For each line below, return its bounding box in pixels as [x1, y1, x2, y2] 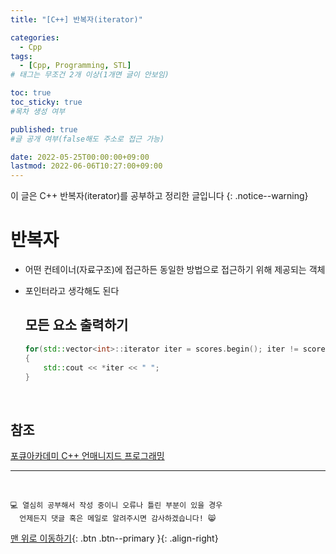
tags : [10, 51, 33, 61]
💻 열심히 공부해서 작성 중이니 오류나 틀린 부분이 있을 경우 [10, 501, 223, 511]
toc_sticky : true [10, 97, 83, 107]
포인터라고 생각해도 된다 [24, 285, 120, 297]
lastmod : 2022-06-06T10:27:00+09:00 [10, 161, 163, 171]
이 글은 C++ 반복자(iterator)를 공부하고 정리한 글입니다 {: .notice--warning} [10, 190, 309, 202]
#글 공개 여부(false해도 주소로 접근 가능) [10, 134, 165, 144]
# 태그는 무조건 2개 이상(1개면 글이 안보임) [10, 70, 170, 80]
